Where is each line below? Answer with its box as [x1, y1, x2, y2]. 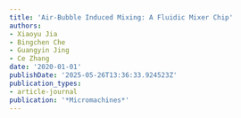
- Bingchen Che [9, 37, 66, 47]
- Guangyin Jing [9, 46, 70, 55]
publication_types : [9, 79, 82, 88]
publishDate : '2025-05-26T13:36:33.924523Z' [9, 71, 178, 80]
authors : [9, 21, 42, 30]
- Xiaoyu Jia [9, 29, 58, 38]
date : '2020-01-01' [9, 63, 82, 72]
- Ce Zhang [9, 54, 50, 63]
